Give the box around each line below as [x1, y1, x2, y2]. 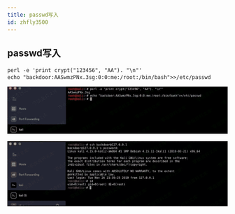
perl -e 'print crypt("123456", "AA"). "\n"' [7, 67, 142, 74]
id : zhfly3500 [7, 18, 49, 26]
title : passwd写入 [7, 11, 59, 18]
